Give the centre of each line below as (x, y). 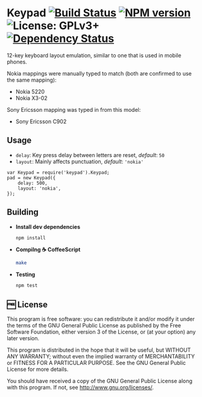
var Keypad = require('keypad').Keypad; (58, 172)
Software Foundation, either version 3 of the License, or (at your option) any (101, 332)
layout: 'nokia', (39, 188)
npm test (27, 286)
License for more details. (38, 369)
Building (23, 212)
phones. (17, 62)
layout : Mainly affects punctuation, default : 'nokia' (80, 161)
